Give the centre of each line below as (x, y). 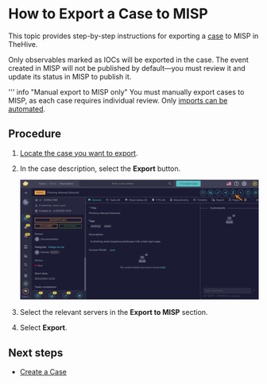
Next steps (36, 353)
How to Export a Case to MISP (108, 14)
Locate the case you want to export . (79, 153)
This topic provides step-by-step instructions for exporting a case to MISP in (133, 36)
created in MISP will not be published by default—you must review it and (127, 68)
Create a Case (43, 372)
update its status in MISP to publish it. (70, 76)
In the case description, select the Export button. (100, 169)
